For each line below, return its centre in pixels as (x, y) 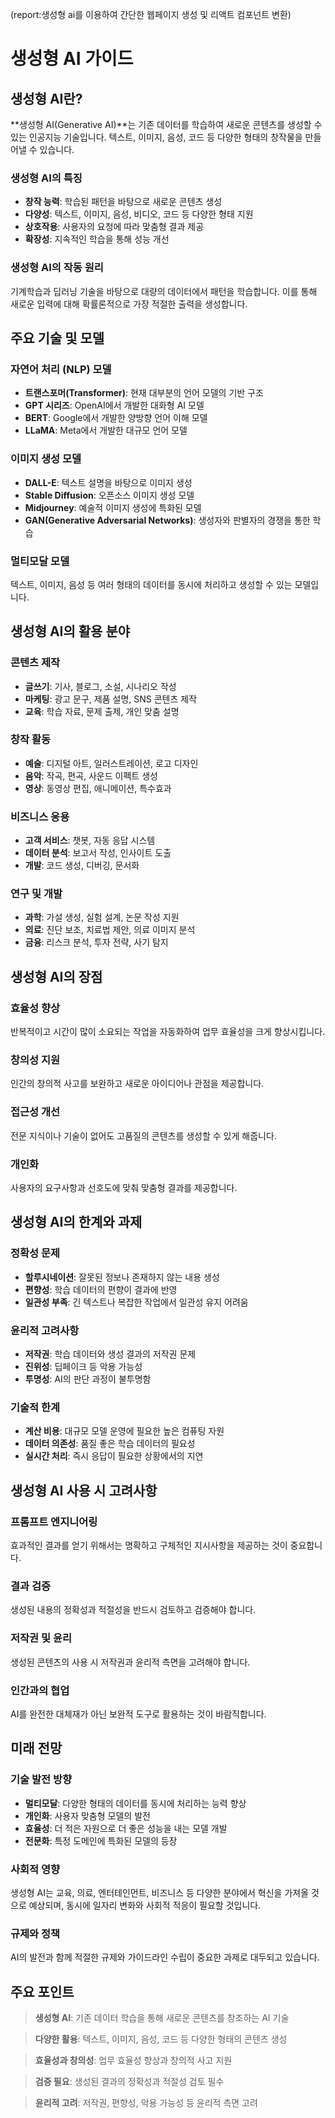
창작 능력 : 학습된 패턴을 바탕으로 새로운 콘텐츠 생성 (123, 202)
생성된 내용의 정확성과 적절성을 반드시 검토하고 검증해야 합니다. (133, 1610)
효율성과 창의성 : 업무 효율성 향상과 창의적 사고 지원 (133, 2060)
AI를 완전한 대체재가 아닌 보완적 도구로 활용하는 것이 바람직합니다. (138, 1714)
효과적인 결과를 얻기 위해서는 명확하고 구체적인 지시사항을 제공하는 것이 (149, 1545)
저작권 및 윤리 (41, 1638)
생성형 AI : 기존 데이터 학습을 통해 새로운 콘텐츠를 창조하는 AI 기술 (162, 2017)
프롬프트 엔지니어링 (54, 1521)
